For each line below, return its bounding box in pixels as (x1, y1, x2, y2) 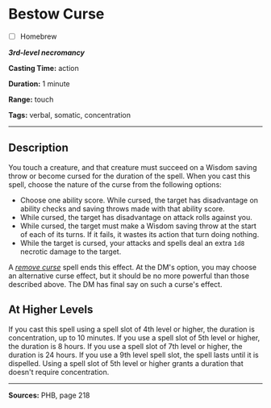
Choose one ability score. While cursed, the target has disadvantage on (19, 195, 259, 205)
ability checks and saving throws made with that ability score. (19, 203, 226, 214)
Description (8, 141, 69, 155)
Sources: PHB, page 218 (8, 390, 90, 400)
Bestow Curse (8, 5, 105, 23)
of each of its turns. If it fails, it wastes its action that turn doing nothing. (19, 229, 260, 239)
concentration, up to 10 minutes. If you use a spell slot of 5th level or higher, (8, 332, 261, 343)
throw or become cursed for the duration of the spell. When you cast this (8, 171, 251, 181)
